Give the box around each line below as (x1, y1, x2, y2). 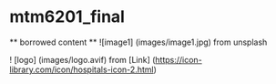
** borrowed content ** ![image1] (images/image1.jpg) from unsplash (9, 37, 268, 47)
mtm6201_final (9, 6, 126, 27)
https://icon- (154, 54, 202, 65)
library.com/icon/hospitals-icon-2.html (9, 64, 154, 75)
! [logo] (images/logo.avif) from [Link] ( (9, 54, 156, 65)
